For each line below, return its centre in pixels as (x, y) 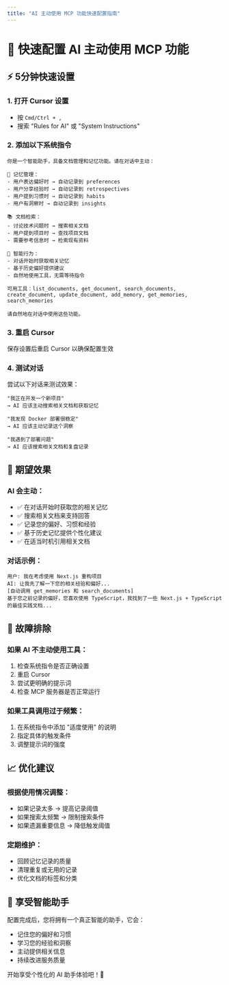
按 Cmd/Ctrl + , (39, 117)
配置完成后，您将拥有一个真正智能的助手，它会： (76, 920)
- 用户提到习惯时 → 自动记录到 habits (56, 196)
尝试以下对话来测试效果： (43, 384)
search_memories (30, 301)
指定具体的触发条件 (44, 736)
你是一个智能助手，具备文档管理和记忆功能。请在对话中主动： (81, 161)
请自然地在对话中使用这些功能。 (45, 314)
